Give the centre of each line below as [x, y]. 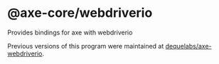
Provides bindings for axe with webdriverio [70, 32]
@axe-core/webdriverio [80, 13]
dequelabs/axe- [188, 46]
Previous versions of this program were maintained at [86, 46]
